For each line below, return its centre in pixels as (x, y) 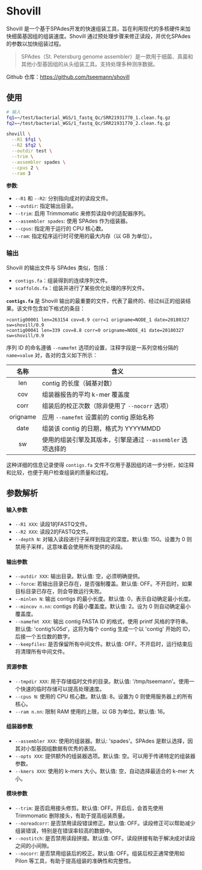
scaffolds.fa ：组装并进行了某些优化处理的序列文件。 (81, 288)
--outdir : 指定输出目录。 (46, 206)
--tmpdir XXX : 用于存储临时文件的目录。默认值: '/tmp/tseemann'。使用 (102, 681)
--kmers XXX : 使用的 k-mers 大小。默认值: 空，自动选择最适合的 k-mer (101, 771)
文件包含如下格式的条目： (54, 308)
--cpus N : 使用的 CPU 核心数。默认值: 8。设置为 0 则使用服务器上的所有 (104, 696)
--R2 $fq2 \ (27, 145)
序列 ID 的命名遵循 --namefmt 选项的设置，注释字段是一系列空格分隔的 (93, 348)
